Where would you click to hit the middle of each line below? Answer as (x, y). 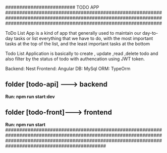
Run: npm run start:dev (30, 96)
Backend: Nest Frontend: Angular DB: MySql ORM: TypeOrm (68, 68)
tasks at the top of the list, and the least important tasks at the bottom (78, 44)
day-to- (150, 33)
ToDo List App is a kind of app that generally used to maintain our (73, 33)
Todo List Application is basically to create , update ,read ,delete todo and (82, 53)
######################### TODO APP (52, 7)
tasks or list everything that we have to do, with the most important (84, 38)
